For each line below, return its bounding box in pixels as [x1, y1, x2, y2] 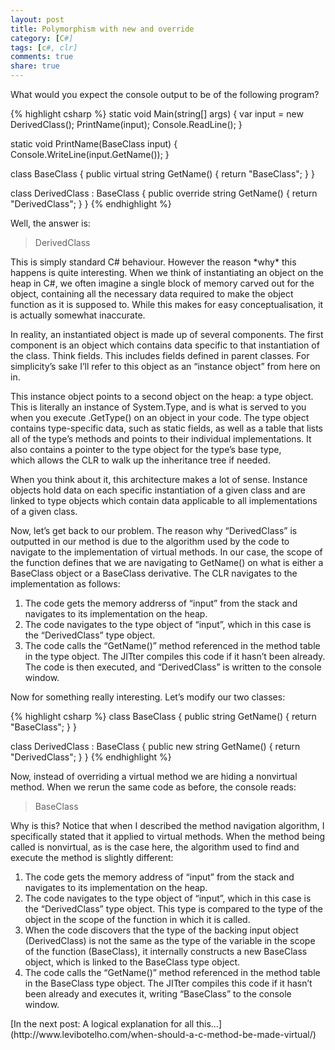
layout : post [10, 14, 65, 25]
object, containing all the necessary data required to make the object [10, 288, 294, 300]
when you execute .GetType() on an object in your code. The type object [10, 412, 310, 423]
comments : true [10, 52, 74, 62]
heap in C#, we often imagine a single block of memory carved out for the [10, 277, 315, 289]
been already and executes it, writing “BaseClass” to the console [24, 988, 292, 1000]
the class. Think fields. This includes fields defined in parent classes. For [10, 350, 310, 361]
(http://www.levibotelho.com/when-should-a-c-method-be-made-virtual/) [10, 1029, 317, 1040]
